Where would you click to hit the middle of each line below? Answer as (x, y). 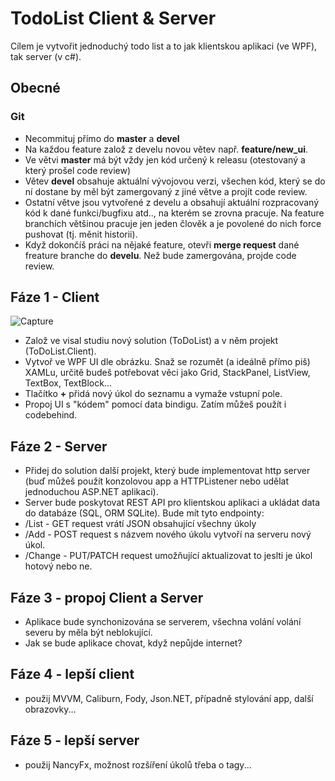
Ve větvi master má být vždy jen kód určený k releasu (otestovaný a (165, 159)
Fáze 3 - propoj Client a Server (107, 597)
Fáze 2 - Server (59, 446)
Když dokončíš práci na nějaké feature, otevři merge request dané (162, 244)
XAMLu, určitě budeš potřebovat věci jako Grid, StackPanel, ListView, (167, 373)
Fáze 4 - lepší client (72, 674)
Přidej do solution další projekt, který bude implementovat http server (167, 471)
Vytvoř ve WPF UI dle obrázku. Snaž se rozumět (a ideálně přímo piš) (167, 362)
